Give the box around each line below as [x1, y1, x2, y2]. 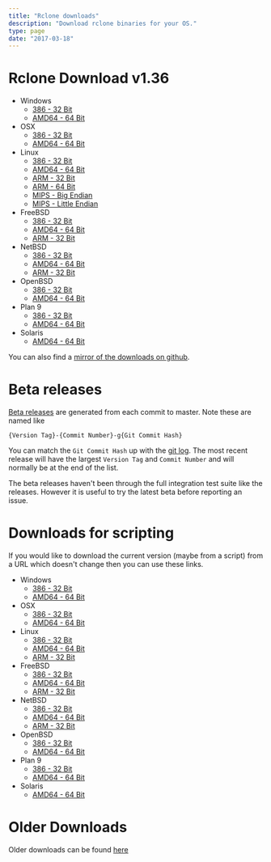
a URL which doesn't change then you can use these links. [8, 560, 204, 569]
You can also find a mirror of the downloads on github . [8, 353, 190, 362]
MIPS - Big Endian [32, 191, 93, 201]
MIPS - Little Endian [32, 199, 99, 209]
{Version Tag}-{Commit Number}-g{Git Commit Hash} [8, 432, 183, 440]
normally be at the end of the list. [8, 463, 119, 473]
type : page [8, 27, 45, 35]
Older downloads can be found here [8, 845, 129, 854]
